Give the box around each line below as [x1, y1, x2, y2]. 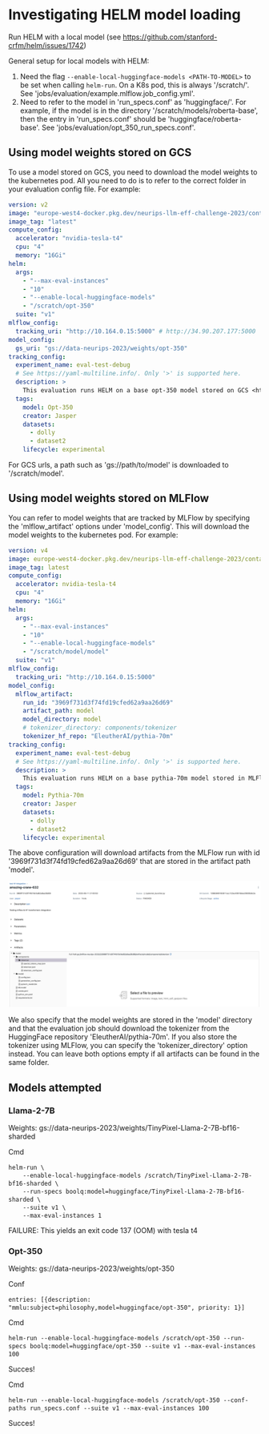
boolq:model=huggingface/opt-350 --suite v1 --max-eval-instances [29, 1343, 256, 1351]
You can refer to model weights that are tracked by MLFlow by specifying [8, 512, 251, 522]
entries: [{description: [8, 1295, 91, 1304]
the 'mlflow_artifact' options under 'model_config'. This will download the [8, 521, 250, 531]
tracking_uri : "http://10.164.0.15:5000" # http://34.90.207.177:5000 [15, 327, 256, 335]
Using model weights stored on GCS [8, 146, 192, 159]
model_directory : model [22, 715, 102, 724]
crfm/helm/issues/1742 [8, 40, 84, 50]
